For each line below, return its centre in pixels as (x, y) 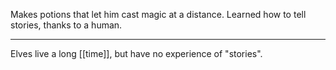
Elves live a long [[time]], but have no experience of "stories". (136, 53)
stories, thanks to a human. (66, 25)
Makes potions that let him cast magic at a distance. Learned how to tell (158, 14)
